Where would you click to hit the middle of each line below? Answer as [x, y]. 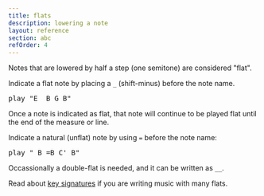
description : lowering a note [58, 23]
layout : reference [39, 30]
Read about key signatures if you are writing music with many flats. [118, 183]
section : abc [30, 38]
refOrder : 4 [28, 45]
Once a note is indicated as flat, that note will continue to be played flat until [132, 114]
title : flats [30, 16]
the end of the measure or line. [59, 122]
